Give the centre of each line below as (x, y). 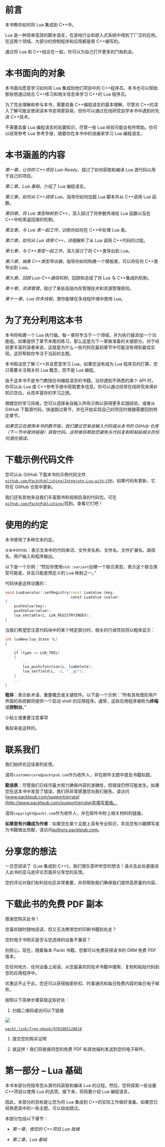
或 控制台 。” (16, 707)
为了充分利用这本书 (44, 321)
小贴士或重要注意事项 (26, 718)
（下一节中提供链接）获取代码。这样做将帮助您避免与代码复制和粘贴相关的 (80, 432)
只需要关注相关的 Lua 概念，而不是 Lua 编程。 (51, 370)
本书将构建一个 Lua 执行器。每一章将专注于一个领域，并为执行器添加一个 (79, 335)
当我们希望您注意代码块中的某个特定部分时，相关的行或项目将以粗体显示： (80, 630)
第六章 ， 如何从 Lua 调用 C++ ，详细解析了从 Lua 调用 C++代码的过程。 (76, 240)
